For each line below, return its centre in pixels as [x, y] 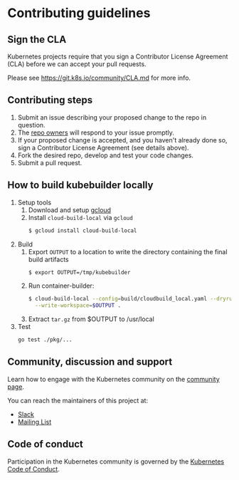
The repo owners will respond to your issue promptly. [96, 132]
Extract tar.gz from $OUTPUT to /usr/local [91, 319]
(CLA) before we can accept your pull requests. [77, 64]
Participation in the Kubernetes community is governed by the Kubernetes [116, 461]
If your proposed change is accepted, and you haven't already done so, [122, 140]
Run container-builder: [61, 286]
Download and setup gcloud [70, 210]
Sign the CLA [37, 40]
